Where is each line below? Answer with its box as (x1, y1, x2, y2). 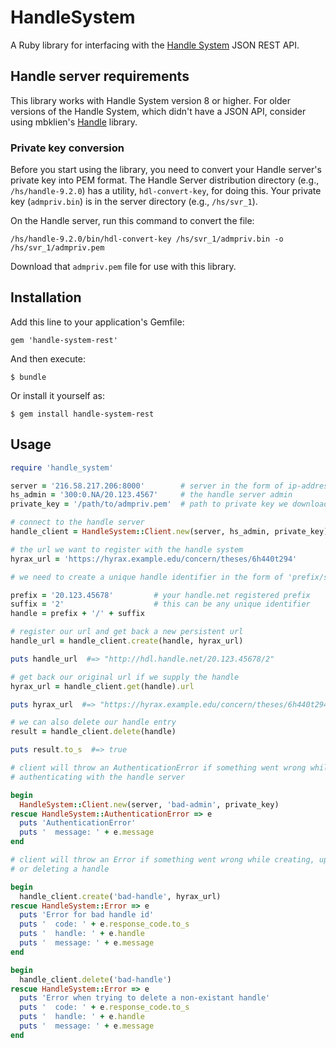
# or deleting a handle (10, 864, 110, 874)
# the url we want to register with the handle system (10, 544, 244, 555)
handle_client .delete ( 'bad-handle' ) (19, 974, 172, 985)
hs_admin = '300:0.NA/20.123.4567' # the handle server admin (10, 490, 293, 500)
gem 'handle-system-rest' (10, 335, 118, 345)
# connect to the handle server (10, 517, 145, 528)
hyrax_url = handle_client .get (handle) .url (10, 681, 195, 691)
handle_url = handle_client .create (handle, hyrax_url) (10, 636, 244, 646)
